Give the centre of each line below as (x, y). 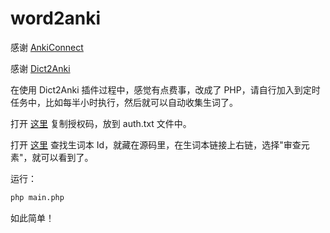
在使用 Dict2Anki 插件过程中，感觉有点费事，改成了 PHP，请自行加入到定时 (165, 89)
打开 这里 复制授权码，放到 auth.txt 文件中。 (101, 123)
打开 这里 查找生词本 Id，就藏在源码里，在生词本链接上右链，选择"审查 (156, 144)
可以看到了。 (67, 157)
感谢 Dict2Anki (40, 68)
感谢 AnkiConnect (47, 47)
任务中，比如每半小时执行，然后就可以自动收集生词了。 (124, 102)
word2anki (56, 18)
